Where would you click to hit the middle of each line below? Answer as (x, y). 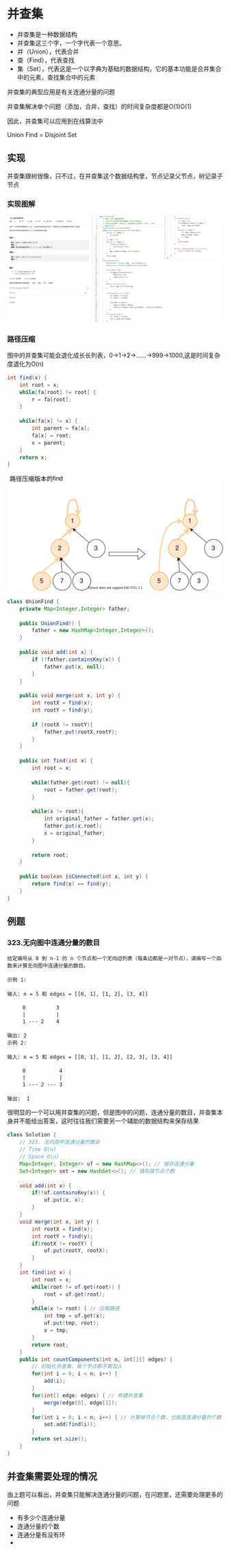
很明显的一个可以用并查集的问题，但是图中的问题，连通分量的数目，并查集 (112, 1112)
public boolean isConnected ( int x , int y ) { (84, 877)
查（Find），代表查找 (46, 60)
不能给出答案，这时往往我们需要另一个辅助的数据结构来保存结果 (109, 1121)
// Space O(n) (39, 1157)
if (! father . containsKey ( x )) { (76, 660)
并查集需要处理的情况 (52, 1477)
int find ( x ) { (27, 377)
